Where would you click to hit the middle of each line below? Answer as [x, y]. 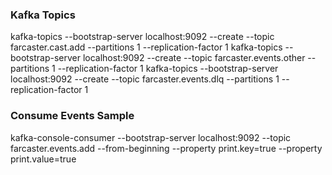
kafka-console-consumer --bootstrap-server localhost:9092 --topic [151, 137]
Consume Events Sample [72, 116]
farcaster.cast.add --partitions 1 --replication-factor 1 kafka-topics [146, 47]
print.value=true [43, 159]
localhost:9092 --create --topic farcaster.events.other [194, 58]
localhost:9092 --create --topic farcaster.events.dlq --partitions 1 [145, 79]
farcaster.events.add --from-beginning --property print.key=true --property [166, 148]
